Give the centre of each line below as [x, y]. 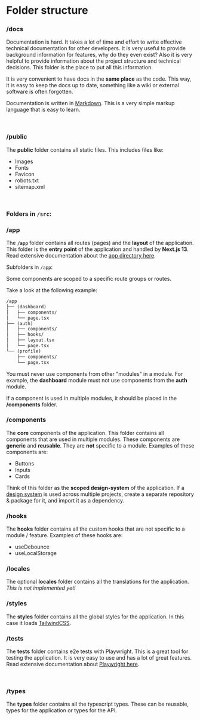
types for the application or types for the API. [62, 710]
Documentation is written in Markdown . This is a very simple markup [90, 103]
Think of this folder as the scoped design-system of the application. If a [95, 488]
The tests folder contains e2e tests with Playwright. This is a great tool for [97, 651]
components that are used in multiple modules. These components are [93, 439]
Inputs [23, 470]
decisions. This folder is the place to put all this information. [80, 68]
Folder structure [47, 10]
